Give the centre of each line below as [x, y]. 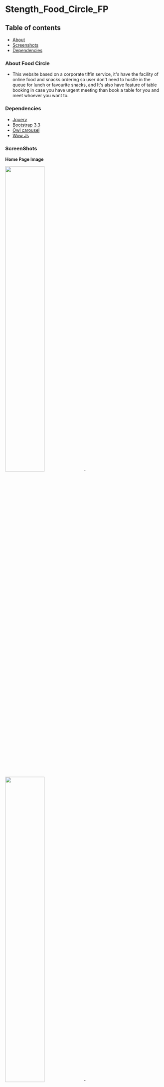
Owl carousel [26, 130]
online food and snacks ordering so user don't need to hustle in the [81, 80]
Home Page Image [24, 159]
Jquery [20, 119]
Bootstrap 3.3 [26, 125]
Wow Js [20, 135]
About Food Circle [27, 63]
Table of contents [33, 28]
